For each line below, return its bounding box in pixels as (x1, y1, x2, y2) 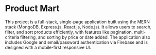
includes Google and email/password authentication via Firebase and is (5, 39, 148, 45)
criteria (5, 34, 19, 40)
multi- (134, 29, 146, 35)
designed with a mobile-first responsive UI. (5, 44, 91, 50)
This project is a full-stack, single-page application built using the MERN (5, 19, 150, 25)
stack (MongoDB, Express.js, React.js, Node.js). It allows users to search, (5, 24, 152, 29)
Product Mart (5, 3, 60, 14)
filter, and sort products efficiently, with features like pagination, (5, 29, 133, 35)
